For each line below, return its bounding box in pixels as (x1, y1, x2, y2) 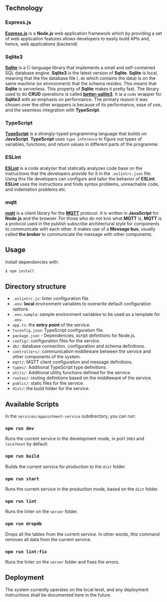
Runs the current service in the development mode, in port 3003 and (5, 436, 145, 442)
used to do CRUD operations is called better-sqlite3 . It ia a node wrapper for (5, 91, 162, 97)
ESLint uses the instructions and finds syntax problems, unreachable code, (5, 181, 160, 187)
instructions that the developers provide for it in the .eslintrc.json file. (5, 170, 152, 176)
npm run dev (5, 426, 34, 432)
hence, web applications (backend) (5, 41, 78, 47)
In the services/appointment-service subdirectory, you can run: (5, 413, 136, 419)
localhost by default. (5, 441, 49, 447)
